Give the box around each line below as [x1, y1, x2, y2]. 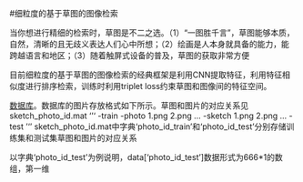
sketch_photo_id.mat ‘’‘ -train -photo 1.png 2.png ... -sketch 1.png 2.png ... [9, 110, 288, 121]
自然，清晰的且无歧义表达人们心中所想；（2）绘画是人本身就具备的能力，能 [9, 39, 289, 49]
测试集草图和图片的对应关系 [33, 133, 137, 143]
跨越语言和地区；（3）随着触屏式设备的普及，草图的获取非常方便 [9, 50, 250, 61]
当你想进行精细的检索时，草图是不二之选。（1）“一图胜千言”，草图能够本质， [9, 27, 296, 38]
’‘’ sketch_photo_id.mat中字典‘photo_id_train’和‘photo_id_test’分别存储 [25, 121, 287, 132]
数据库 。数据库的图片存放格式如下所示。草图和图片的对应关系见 [9, 100, 248, 111]
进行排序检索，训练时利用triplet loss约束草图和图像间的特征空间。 [25, 81, 272, 91]
